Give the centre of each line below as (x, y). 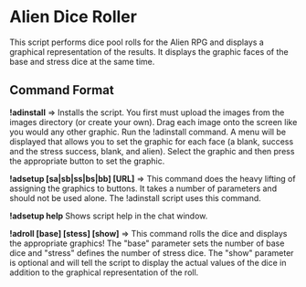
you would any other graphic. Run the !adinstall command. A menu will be (148, 132)
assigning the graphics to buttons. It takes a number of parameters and (143, 188)
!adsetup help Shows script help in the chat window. (109, 216)
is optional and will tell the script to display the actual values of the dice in (148, 262)
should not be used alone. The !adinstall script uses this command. (136, 197)
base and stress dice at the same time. (82, 61)
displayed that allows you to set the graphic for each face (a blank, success (152, 141)
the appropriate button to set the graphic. (87, 161)
